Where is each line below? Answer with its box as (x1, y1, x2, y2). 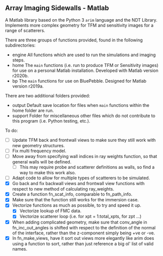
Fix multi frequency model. (12, 148, 67, 154)
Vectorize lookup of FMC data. (19, 208, 82, 214)
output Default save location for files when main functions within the (12, 102, 150, 108)
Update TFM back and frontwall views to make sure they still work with (12, 137, 156, 143)
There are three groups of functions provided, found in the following (5, 37, 143, 43)
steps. (12, 57, 25, 63)
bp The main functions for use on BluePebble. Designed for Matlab (12, 78, 146, 84)
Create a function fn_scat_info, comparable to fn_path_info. (12, 192, 133, 197)
